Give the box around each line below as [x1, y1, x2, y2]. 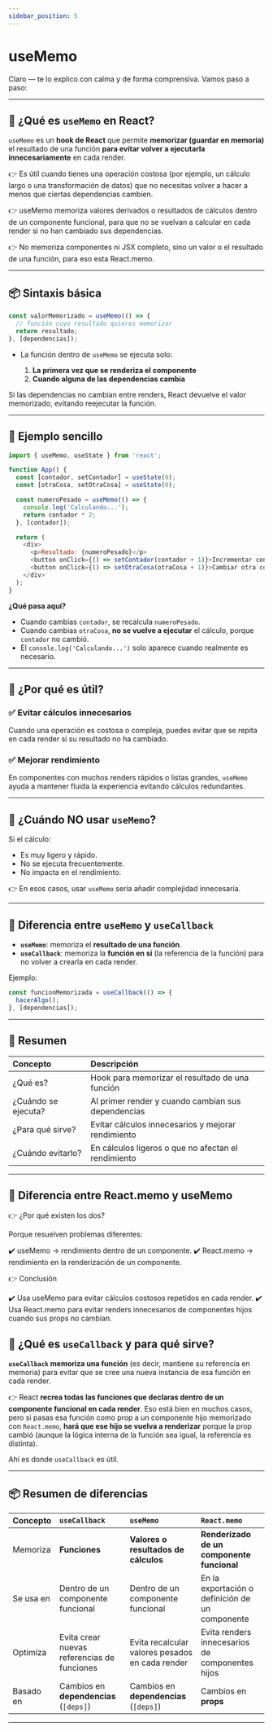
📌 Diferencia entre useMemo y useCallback [8, 918, 214, 932]
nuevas [59, 1641, 88, 1653]
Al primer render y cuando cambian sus [90, 1095, 241, 1106]
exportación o [200, 1582, 254, 1593]
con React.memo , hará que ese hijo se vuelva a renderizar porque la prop [8, 1421, 252, 1431]
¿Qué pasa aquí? [8, 600, 67, 611]
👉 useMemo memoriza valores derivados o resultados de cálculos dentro [8, 205, 258, 216]
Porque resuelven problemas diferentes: [8, 1229, 143, 1239]
